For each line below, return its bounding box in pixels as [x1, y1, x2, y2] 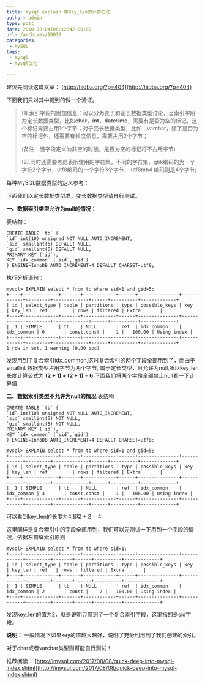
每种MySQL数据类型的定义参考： [6, 179, 90, 186]
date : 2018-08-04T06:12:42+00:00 [6, 26, 92, 32]
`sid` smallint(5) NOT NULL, [6, 415, 81, 421]
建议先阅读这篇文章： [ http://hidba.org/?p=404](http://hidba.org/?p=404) [6, 83, 192, 91]
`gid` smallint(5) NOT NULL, [6, 421, 81, 427]
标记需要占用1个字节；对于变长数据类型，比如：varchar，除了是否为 [26, 124, 199, 132]
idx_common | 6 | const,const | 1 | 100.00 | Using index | [6, 329, 193, 335]
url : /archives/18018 [6, 32, 62, 38]
